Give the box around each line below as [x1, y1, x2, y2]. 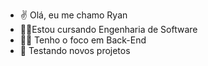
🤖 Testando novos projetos [19, 45, 131, 56]
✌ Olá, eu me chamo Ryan [19, 9, 128, 21]
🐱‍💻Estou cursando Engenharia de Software [19, 24, 198, 35]
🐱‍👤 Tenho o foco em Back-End [19, 34, 147, 46]
